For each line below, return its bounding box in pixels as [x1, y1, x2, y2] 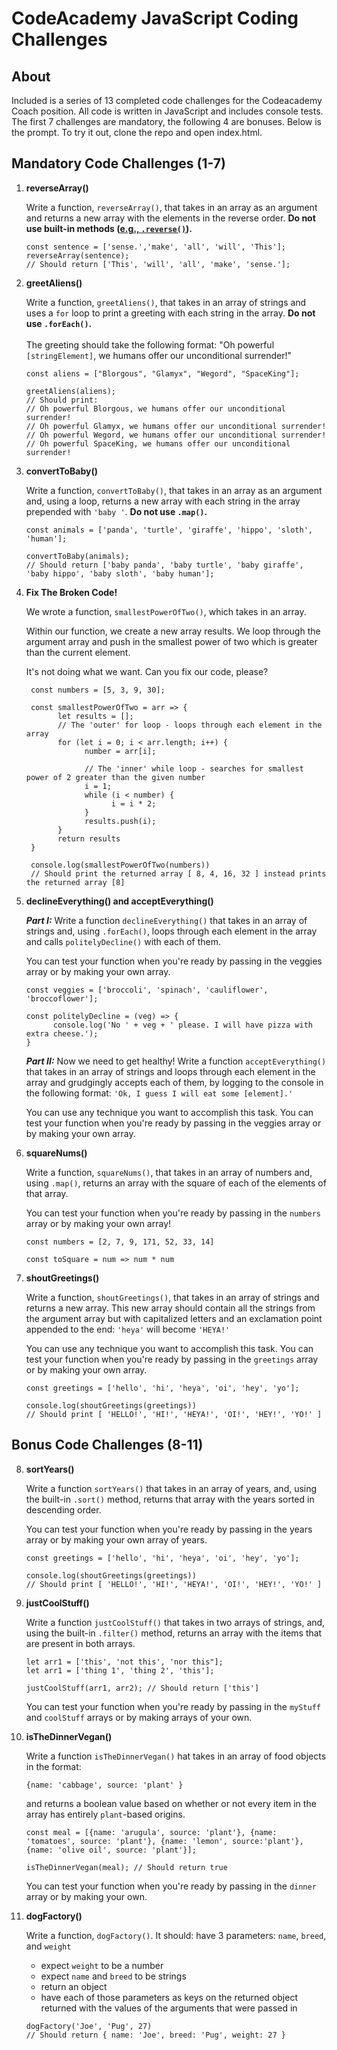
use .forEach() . [25, 317, 93, 329]
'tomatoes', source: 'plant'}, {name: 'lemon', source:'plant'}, [25, 1836, 304, 1846]
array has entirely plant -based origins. [25, 1808, 186, 1820]
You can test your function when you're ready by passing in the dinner [25, 1880, 317, 1892]
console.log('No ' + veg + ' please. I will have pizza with [52, 1020, 313, 1030]
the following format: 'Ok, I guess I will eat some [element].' [25, 1087, 294, 1099]
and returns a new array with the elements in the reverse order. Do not [25, 212, 316, 224]
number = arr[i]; [84, 746, 157, 756]
